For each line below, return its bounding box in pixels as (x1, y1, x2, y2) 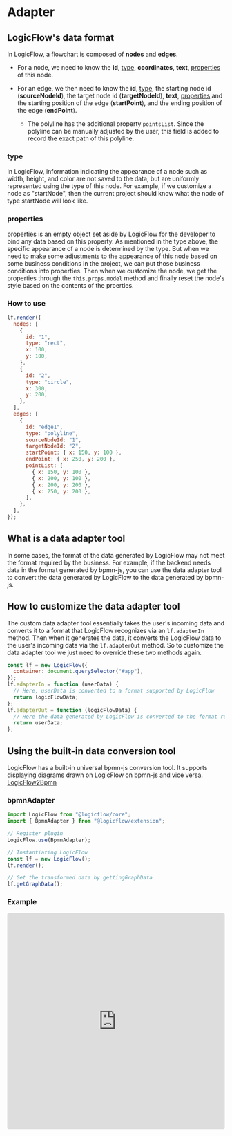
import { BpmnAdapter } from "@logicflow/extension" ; (7, 818, 166, 825)
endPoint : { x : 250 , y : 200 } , (25, 456, 116, 463)
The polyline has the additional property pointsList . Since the (27, 120, 204, 128)
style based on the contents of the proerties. (7, 281, 134, 289)
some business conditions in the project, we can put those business (7, 259, 200, 267)
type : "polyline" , (25, 430, 79, 437)
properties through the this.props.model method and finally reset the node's (7, 274, 225, 282)
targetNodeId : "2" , (25, 443, 81, 450)
